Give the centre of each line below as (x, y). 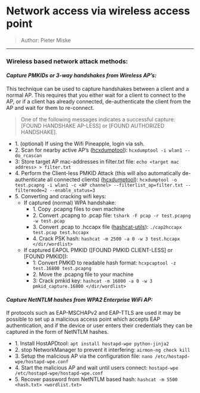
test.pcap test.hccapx (61, 233)
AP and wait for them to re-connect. (50, 108)
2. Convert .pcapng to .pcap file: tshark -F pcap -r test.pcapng (112, 216)
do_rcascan (28, 156)
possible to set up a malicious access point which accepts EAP (83, 319)
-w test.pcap (49, 221)
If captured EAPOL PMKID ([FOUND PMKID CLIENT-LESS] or (98, 250)
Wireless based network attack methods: (67, 61)
